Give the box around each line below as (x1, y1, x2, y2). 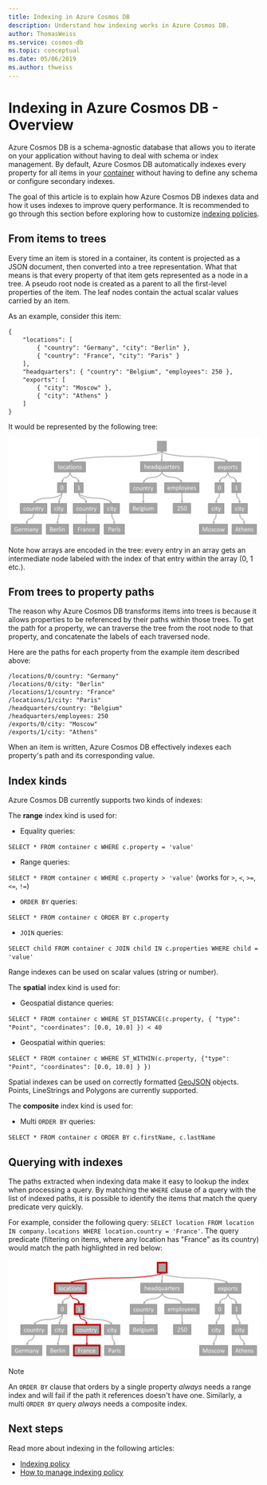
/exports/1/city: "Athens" (8, 729, 98, 737)
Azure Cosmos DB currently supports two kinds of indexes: (8, 796, 203, 805)
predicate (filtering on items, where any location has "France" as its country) (8, 1235, 260, 1244)
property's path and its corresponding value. (8, 751, 155, 760)
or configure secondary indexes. (8, 176, 116, 186)
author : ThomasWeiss (8, 30, 77, 38)
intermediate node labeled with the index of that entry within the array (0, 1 (8, 553, 253, 563)
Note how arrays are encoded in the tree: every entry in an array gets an (8, 545, 245, 555)
